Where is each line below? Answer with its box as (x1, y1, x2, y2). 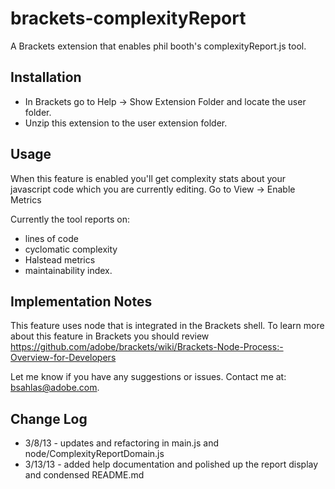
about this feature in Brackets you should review (10, 330, 210, 342)
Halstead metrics (24, 253, 96, 266)
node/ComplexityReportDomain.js (24, 448, 165, 460)
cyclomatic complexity (24, 243, 118, 255)
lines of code (24, 232, 79, 244)
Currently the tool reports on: (10, 213, 130, 225)
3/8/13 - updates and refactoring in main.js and (24, 437, 220, 449)
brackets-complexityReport (10, 7, 247, 30)
